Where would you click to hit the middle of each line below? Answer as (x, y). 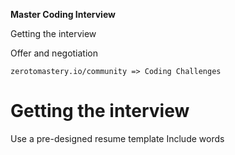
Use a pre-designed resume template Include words (117, 138)
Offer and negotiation (54, 53)
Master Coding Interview (63, 14)
